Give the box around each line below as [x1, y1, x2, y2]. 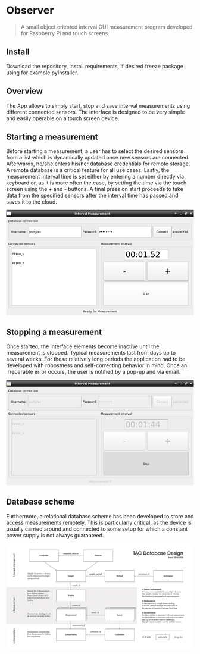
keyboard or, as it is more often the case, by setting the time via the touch [6, 179, 187, 186]
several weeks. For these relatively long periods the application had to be [6, 355, 186, 363]
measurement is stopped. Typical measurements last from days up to [6, 349, 176, 356]
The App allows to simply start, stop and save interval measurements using [6, 102, 190, 109]
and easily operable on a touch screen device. [6, 114, 120, 122]
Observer [6, 4, 54, 17]
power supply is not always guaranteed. [6, 531, 104, 539]
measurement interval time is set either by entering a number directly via [6, 173, 185, 180]
